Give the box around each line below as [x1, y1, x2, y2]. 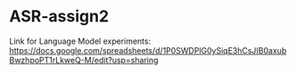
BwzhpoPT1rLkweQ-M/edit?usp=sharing [9, 54, 159, 65]
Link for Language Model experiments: [9, 36, 152, 46]
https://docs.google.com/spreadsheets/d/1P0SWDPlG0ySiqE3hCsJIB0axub [9, 45, 287, 55]
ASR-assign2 [9, 6, 110, 27]
